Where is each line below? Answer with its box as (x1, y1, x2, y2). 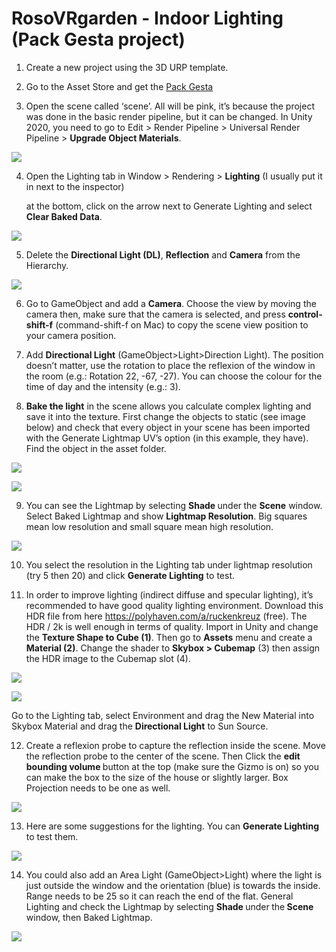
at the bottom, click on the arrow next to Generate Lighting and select (25, 200, 313, 212)
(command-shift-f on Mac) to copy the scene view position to (55, 318, 309, 331)
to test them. (25, 830, 79, 842)
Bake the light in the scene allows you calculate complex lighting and (25, 400, 312, 412)
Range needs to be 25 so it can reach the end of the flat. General (25, 890, 294, 902)
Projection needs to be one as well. (25, 782, 171, 794)
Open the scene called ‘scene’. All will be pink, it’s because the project (25, 100, 315, 112)
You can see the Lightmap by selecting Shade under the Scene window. (25, 499, 323, 511)
